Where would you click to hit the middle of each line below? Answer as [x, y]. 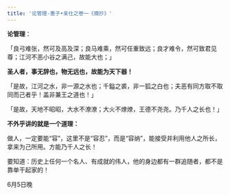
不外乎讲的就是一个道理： [43, 123]
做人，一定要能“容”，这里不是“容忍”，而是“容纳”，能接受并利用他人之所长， [114, 138]
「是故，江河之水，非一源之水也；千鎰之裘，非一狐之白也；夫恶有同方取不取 [115, 86]
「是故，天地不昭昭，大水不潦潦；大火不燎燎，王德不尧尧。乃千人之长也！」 [115, 109]
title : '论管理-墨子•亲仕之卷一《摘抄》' [60, 13]
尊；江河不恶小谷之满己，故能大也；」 [61, 57]
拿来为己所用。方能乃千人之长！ [52, 146]
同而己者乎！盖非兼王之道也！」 [52, 94]
